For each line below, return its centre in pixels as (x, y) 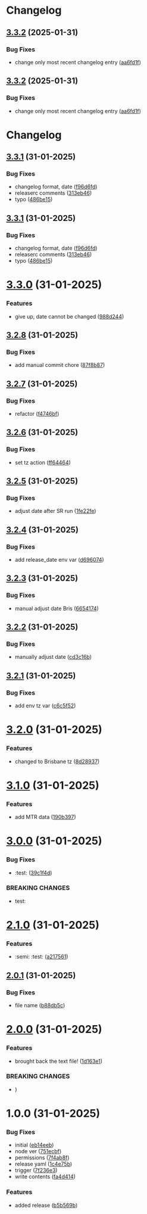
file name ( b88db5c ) (40, 1006)
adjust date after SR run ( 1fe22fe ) (55, 511)
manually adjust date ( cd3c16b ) (53, 657)
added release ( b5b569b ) (46, 1205)
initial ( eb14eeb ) (34, 1145)
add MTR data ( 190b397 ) (45, 817)
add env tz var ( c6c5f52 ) (45, 706)
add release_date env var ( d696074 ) (59, 560)
